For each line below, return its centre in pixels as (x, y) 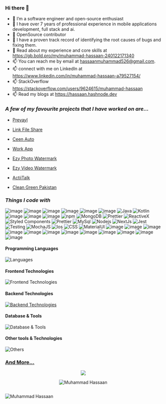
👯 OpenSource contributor (39, 35)
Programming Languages (32, 248)
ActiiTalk (21, 177)
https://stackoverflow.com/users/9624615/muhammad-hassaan (77, 88)
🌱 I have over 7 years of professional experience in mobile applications (84, 24)
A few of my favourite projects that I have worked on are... (77, 109)
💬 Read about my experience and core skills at (60, 50)
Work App (23, 149)
